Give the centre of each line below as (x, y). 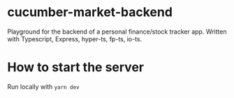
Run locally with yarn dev (43, 86)
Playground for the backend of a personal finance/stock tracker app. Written (117, 31)
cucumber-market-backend (90, 12)
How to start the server (76, 68)
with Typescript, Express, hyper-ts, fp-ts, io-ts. (75, 38)
